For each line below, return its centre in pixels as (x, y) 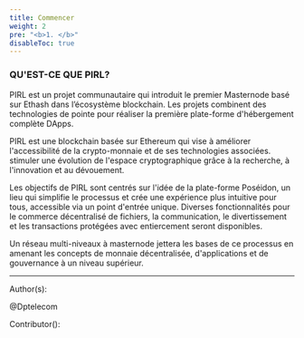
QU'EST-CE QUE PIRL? (60, 75)
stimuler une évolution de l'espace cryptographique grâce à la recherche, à (150, 160)
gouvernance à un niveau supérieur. (76, 263)
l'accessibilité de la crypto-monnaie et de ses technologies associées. (140, 150)
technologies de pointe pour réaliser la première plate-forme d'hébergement (152, 113)
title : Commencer (42, 18)
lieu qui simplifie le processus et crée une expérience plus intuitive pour (143, 197)
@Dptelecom (34, 306)
